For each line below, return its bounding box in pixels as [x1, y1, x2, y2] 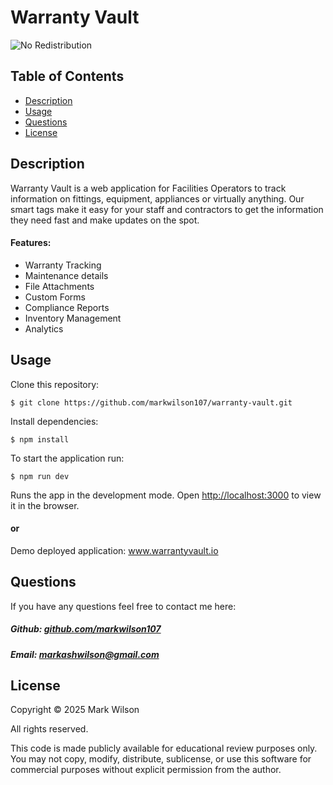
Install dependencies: [10, 415, 99, 427]
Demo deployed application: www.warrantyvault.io [10, 544, 219, 556]
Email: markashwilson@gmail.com [10, 648, 160, 660]
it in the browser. [10, 499, 80, 511]
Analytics [24, 322, 64, 335]
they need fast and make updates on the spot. [10, 214, 200, 226]
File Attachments [24, 280, 95, 292]
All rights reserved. [10, 723, 89, 735]
